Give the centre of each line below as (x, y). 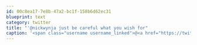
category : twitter (28, 22)
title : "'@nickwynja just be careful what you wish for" (77, 28)
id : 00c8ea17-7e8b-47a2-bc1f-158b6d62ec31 (59, 11)
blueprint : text (26, 17)
